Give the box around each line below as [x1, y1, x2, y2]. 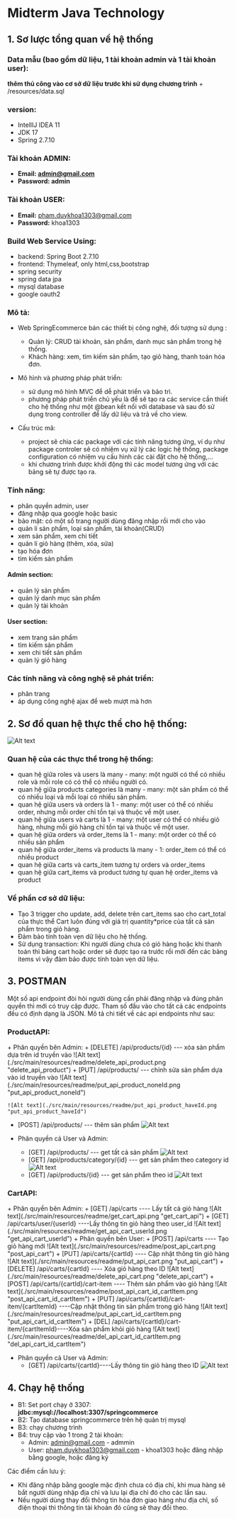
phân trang [17, 690, 50, 698]
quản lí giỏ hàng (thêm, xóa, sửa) [17, 539, 114, 547]
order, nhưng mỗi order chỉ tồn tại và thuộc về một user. [17, 808, 181, 817]
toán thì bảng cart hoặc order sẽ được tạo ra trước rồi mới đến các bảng [17, 947, 228, 955]
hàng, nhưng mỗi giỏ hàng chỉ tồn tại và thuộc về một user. [17, 823, 190, 831]
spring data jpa [17, 275, 62, 284]
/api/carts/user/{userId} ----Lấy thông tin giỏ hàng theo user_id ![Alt [7, 1219, 207, 1228]
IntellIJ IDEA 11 [17, 120, 60, 129]
